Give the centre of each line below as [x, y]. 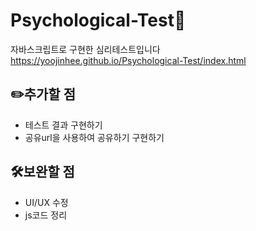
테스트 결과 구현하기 [63, 125]
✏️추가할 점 [43, 94]
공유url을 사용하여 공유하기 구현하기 [94, 137]
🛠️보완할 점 [42, 172]
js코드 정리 [46, 215]
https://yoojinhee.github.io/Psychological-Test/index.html [128, 60]
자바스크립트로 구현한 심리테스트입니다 [85, 49]
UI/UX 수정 [46, 202]
